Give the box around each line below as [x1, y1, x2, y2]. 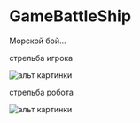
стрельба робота [9, 87, 74, 97]
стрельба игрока [9, 52, 74, 63]
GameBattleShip [9, 6, 131, 27]
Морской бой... [9, 35, 66, 46]
